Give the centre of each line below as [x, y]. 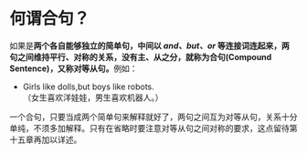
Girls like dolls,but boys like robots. [89, 87]
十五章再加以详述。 [46, 139]
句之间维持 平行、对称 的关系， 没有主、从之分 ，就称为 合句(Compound [141, 56]
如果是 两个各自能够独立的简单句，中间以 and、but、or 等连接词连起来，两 [150, 46]
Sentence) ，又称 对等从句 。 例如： [74, 68]
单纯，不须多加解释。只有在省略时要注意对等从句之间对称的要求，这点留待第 [153, 127]
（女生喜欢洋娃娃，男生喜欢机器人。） [93, 97]
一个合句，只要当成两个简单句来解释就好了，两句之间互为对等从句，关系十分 [153, 117]
